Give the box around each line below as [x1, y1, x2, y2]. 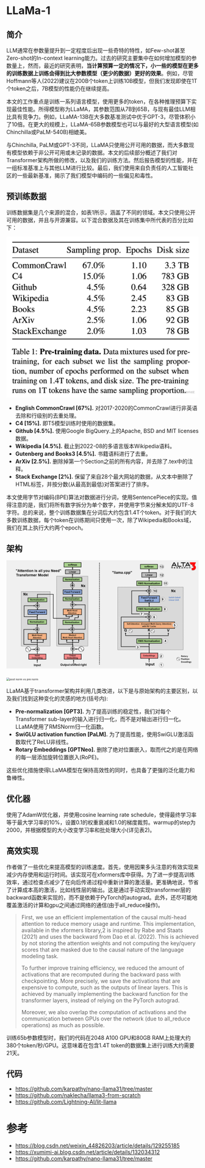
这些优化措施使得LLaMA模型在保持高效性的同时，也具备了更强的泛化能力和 [6, 766, 195, 773]
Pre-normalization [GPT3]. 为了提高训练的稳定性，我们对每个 [15, 708, 171, 715]
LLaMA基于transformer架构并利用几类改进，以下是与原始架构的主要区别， [6, 687, 193, 694]
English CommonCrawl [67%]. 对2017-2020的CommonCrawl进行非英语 [15, 404, 198, 412]
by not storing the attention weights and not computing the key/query [21, 939, 196, 947]
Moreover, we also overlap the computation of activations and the [21, 1008, 187, 1016]
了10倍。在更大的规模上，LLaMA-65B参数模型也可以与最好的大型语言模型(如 [6, 121, 199, 128]
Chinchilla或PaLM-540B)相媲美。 [6, 129, 90, 135]
